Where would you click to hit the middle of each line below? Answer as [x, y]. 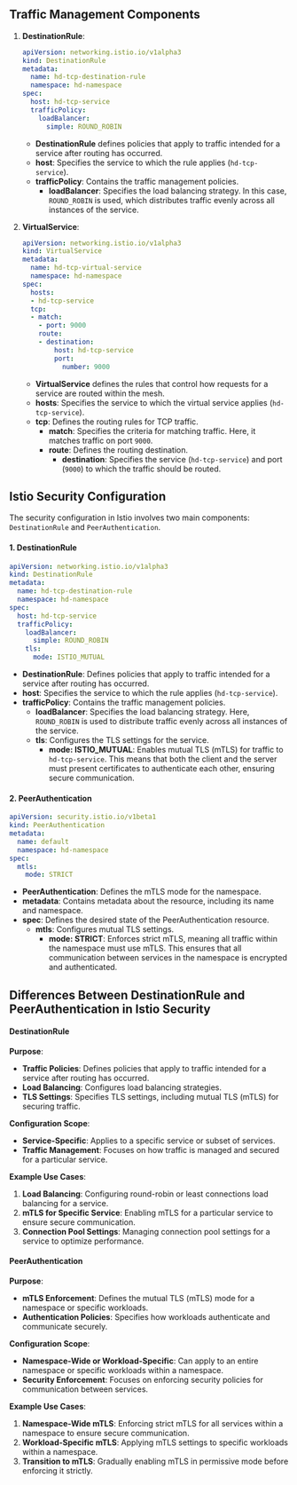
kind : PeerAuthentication [57, 825]
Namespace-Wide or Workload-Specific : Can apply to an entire [140, 1361]
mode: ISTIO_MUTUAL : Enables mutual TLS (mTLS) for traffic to [166, 750]
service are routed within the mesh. [100, 393]
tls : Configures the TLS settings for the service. [122, 740]
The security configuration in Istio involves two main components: [129, 517]
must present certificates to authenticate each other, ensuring [161, 769]
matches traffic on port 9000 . [101, 440]
